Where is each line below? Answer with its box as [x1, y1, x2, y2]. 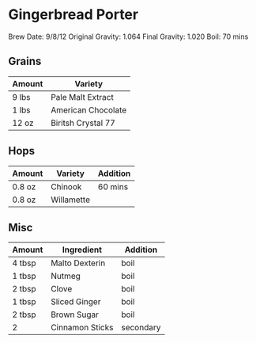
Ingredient [62, 244, 103, 255]
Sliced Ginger [51, 296, 101, 307]
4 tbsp [12, 257, 36, 269]
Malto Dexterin [51, 257, 106, 269]
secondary [121, 322, 161, 333]
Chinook [51, 181, 82, 192]
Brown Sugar [51, 309, 100, 320]
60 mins [97, 181, 129, 192]
